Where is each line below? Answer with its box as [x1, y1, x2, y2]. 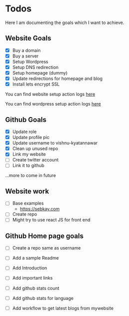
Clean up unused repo [12, 145, 58, 151]
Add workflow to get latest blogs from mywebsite [12, 305, 114, 311]
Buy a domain [12, 47, 41, 53]
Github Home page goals [5, 231, 84, 240]
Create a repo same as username [12, 245, 81, 251]
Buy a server [12, 53, 39, 59]
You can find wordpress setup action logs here [5, 101, 101, 107]
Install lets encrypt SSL [12, 81, 60, 87]
